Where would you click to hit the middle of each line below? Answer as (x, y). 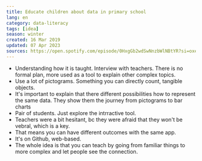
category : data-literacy (37, 23)
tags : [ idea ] (23, 29)
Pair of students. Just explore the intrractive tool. (75, 113)
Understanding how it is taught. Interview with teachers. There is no (99, 68)
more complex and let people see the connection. (76, 151)
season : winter (25, 34)
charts (23, 107)
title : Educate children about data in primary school (76, 12)
